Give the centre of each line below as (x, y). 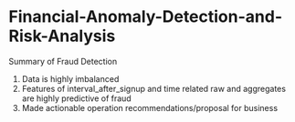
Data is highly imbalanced (70, 78)
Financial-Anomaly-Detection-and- (146, 17)
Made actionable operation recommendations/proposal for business (150, 107)
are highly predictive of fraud (76, 98)
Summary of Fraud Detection (63, 61)
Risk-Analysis (62, 36)
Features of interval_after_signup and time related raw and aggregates (154, 88)
